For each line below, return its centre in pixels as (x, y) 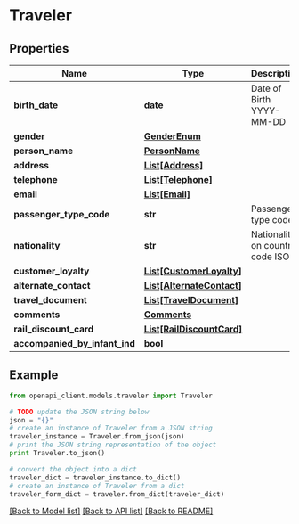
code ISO (270, 257)
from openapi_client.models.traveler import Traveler (111, 396)
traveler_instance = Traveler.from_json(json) (97, 437)
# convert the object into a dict (73, 469)
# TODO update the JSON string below (79, 412)
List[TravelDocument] (191, 300)
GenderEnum (173, 136)
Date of (266, 88)
